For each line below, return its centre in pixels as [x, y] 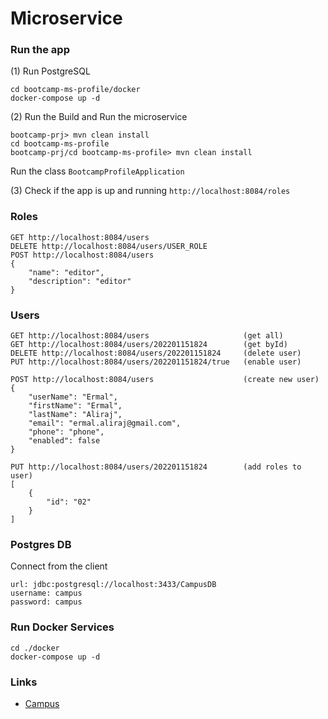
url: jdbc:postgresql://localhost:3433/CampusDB [113, 585]
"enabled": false [64, 441]
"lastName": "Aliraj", [75, 415]
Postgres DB [41, 544]
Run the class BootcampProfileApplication [97, 171]
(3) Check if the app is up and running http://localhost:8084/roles [150, 191]
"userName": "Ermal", [73, 397]
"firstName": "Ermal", [75, 406]
